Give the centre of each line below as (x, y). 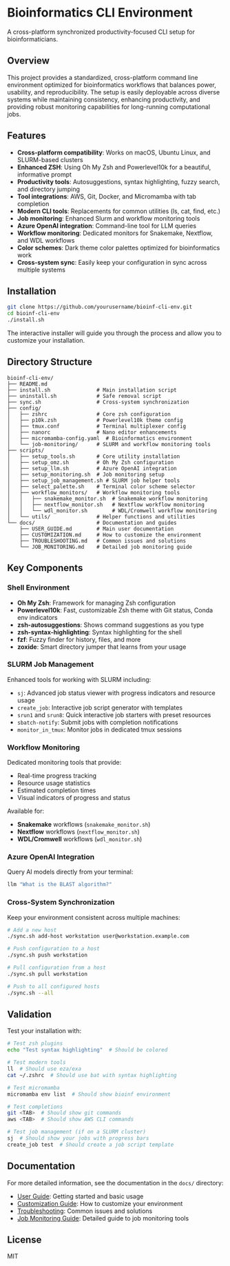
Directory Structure (50, 362)
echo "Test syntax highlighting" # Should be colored (87, 1050)
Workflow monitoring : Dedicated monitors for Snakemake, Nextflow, (115, 233)
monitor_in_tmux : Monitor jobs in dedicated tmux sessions (100, 730)
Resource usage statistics (54, 783)
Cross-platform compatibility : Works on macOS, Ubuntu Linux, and (114, 152)
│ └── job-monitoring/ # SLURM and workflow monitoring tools (109, 444)
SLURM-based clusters (50, 159)
